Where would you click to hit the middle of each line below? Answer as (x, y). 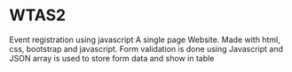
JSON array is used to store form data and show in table (112, 58)
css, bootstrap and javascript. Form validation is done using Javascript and (146, 48)
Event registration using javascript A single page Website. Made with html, (145, 40)
